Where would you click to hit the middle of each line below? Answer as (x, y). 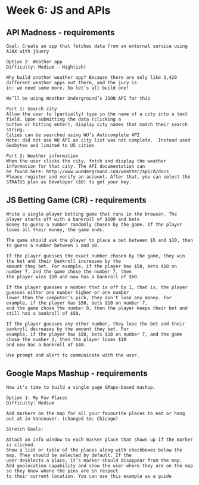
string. (16, 130)
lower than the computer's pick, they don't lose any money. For (89, 297)
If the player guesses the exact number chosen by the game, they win (96, 256)
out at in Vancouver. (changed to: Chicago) (62, 419)
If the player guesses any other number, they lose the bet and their (96, 324)
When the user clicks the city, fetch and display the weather (86, 161)
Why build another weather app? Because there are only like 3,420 (92, 78)
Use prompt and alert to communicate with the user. (73, 355)
